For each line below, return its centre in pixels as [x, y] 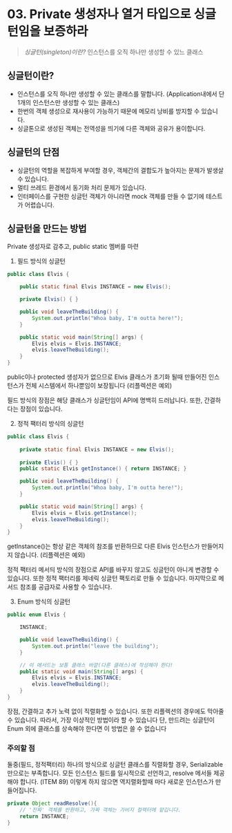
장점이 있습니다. [41, 409]
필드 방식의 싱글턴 [41, 261]
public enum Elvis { [37, 615]
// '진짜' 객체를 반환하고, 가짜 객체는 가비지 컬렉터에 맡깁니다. [100, 810]
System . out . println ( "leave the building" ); [95, 646]
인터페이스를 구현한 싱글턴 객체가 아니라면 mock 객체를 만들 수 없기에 [111, 196]
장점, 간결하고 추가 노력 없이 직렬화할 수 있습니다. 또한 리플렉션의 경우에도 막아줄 [116, 711]
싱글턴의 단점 [33, 152]
